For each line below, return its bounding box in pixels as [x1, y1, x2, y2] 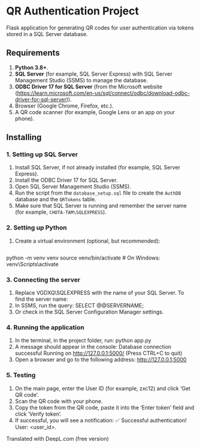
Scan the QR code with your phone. [14, 398, 103, 405]
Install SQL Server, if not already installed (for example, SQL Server [14, 164, 181, 171]
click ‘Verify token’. [14, 410, 62, 417]
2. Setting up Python [6, 223, 67, 232]
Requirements [6, 48, 60, 58]
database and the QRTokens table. [14, 196, 97, 203]
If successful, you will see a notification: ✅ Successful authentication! [14, 416, 187, 424]
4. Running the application [6, 323, 85, 331]
